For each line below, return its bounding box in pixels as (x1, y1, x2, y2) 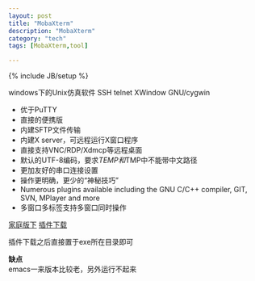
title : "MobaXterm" (8, 19, 74, 27)
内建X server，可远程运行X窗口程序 (19, 135, 139, 145)
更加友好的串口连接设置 (19, 166, 98, 175)
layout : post (8, 11, 52, 20)
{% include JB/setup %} (8, 71, 89, 81)
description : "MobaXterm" (8, 27, 95, 35)
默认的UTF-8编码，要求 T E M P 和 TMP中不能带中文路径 (19, 155, 198, 166)
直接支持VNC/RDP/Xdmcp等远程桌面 (19, 145, 143, 155)
